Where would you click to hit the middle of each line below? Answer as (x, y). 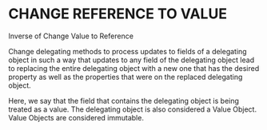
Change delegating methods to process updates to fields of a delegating (128, 51)
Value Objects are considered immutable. (76, 117)
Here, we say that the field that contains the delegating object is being (124, 100)
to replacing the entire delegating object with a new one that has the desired (134, 68)
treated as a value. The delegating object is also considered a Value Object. (133, 109)
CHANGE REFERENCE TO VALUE (118, 14)
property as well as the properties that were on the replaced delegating (126, 77)
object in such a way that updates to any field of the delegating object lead (131, 60)
